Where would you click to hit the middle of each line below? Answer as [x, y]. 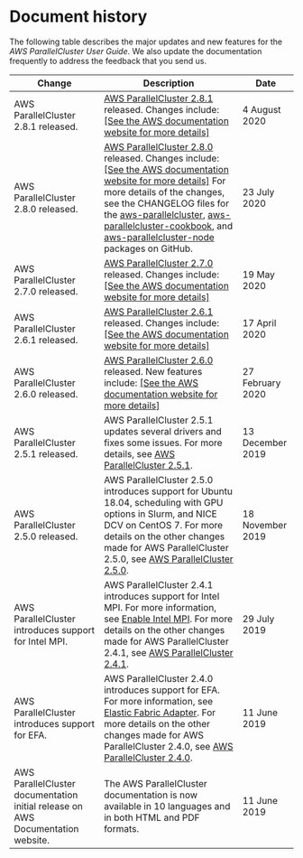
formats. [121, 828]
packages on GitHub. [148, 248]
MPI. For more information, [160, 607]
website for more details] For [165, 181]
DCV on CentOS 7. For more [163, 525]
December [264, 443]
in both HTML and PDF [151, 817]
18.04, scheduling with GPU [163, 502]
